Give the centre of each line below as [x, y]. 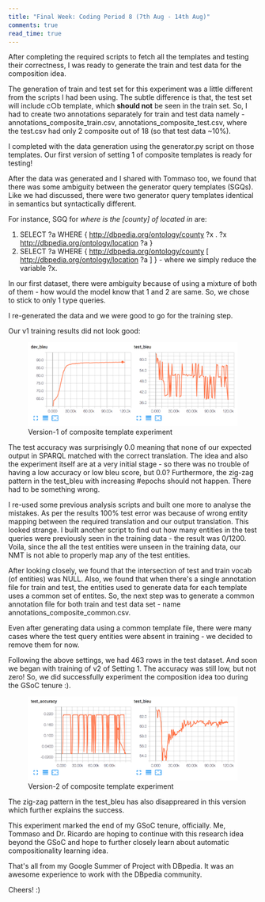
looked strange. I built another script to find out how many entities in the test [132, 530]
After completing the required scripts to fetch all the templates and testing [129, 57]
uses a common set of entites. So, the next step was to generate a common [131, 596]
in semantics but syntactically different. [72, 204]
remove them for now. [44, 645]
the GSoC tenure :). [40, 686]
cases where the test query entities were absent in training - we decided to [131, 637]
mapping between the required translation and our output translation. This [129, 522]
